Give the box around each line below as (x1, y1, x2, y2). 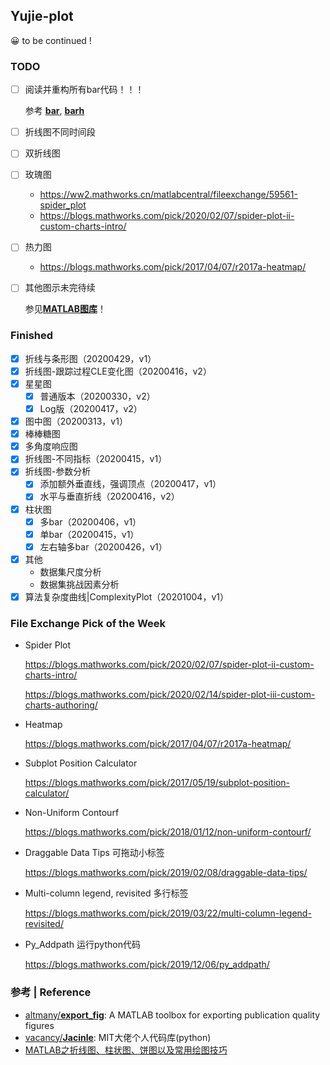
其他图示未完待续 (24, 282, 96, 294)
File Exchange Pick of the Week (10, 616, 167, 630)
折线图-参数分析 (24, 465, 92, 478)
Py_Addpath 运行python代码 (24, 939, 141, 951)
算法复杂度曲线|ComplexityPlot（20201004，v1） (24, 590, 229, 603)
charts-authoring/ (24, 699, 98, 711)
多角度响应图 (24, 440, 78, 453)
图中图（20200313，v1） (24, 415, 128, 428)
